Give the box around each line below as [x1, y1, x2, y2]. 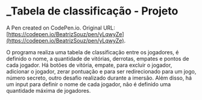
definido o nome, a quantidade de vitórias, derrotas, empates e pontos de [6, 55, 189, 62]
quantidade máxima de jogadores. [6, 87, 91, 94]
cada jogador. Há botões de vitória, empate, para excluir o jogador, [6, 61, 172, 69]
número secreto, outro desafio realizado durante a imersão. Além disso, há [6, 74, 192, 81]
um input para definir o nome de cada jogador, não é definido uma [6, 80, 171, 88]
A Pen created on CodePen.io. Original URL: [6, 24, 116, 31]
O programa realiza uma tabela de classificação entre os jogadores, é [6, 48, 179, 55]
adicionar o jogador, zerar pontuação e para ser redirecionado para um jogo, [6, 67, 197, 75]
